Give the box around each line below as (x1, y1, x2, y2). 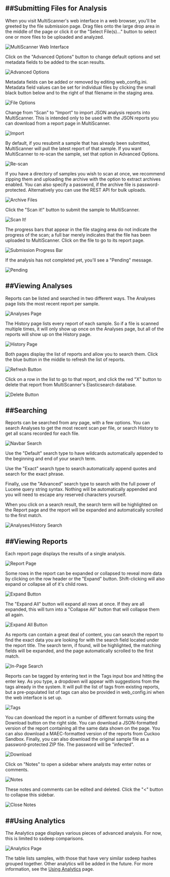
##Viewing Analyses (5, 281, 73, 290)
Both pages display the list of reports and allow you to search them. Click (5, 351, 158, 357)
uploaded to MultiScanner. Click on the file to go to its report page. (5, 237, 145, 243)
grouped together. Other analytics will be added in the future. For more (5, 861, 153, 867)
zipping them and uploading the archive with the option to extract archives (5, 176, 161, 182)
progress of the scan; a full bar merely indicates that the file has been (5, 231, 151, 238)
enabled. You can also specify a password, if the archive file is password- (5, 181, 160, 188)
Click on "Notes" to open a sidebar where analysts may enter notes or (5, 761, 152, 767)
